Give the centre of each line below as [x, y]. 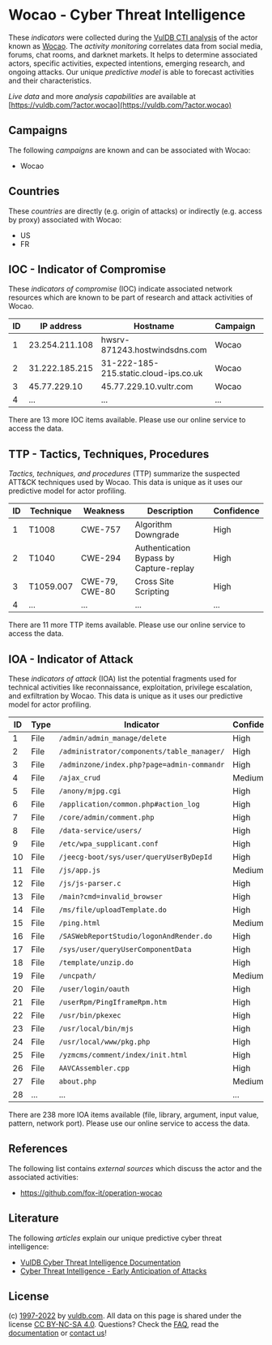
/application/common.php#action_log [129, 804]
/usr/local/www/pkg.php [104, 1042]
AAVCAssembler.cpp [94, 1068]
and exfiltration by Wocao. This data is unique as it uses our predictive [125, 696]
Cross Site [154, 582]
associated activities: [44, 1177]
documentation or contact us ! [58, 1333]
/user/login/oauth [94, 989]
